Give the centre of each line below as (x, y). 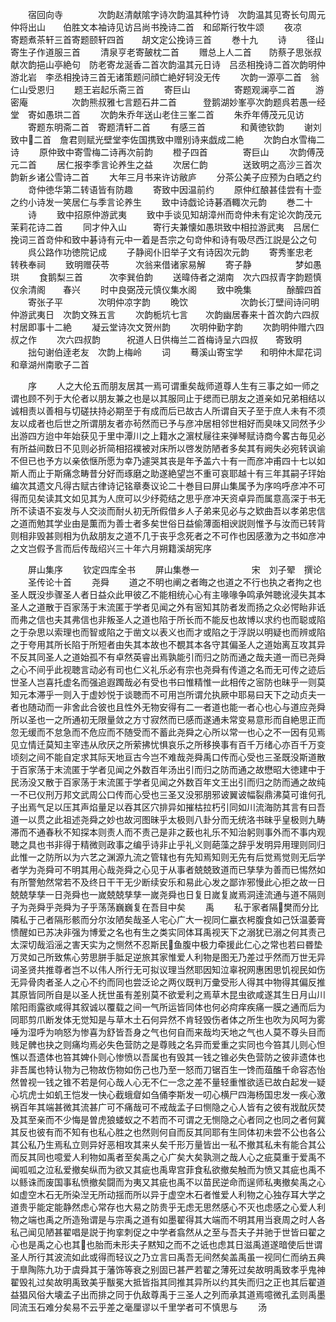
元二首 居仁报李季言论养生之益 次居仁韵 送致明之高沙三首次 (166, 164)
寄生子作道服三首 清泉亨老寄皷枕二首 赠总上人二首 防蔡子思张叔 (166, 52)
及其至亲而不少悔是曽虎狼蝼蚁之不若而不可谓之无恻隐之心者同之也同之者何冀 (168, 1119)
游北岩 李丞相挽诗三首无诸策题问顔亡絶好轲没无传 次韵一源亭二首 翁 (165, 77)
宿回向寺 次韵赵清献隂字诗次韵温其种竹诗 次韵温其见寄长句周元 (176, 14)
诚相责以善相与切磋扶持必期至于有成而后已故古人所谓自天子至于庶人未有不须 (168, 411)
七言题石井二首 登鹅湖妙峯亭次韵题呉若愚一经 (220, 102)
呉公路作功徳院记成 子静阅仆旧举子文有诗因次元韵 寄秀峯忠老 (170, 252)
